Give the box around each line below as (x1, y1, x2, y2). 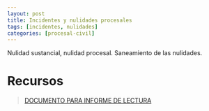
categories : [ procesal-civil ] (7, 29, 95, 37)
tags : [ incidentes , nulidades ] (7, 23, 98, 30)
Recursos (7, 73, 64, 89)
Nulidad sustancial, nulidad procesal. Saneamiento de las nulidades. (7, 49, 203, 57)
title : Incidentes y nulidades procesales (7, 17, 132, 24)
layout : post (7, 10, 45, 17)
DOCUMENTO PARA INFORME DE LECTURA (24, 96, 152, 105)
